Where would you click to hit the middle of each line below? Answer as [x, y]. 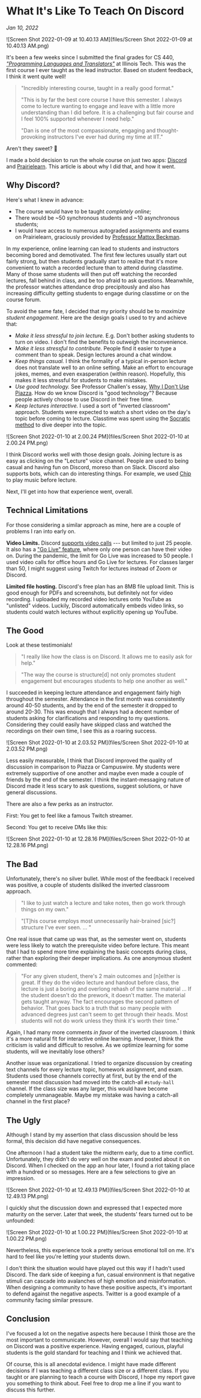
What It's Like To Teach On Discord [95, 11]
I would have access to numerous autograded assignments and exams [102, 230]
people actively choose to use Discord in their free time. [84, 399]
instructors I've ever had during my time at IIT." [105, 137]
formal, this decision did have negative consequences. [73, 1141]
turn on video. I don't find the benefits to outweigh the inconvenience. [101, 342]
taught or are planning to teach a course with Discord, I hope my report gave [101, 1377]
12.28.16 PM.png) [28, 845]
